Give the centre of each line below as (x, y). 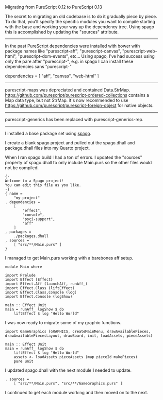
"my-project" (27, 198)
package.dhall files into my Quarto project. (48, 148)
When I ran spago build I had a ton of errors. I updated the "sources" (73, 157)
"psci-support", (39, 219)
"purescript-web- (140, 51)
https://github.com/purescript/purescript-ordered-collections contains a (77, 95)
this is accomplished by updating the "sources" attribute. (62, 32)
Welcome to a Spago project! (34, 181)
